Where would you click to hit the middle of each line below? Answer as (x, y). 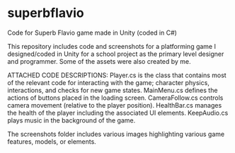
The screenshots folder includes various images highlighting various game (116, 134)
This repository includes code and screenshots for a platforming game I (111, 46)
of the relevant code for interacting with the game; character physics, (109, 82)
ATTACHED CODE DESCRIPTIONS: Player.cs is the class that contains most (117, 75)
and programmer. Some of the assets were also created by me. (99, 61)
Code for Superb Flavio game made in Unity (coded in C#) (92, 33)
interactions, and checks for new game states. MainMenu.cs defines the (113, 90)
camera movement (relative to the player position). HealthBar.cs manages (115, 105)
